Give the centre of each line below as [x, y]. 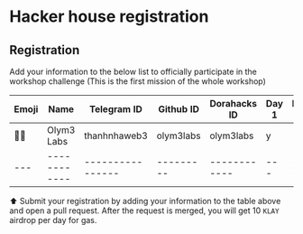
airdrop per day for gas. [53, 220]
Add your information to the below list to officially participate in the [133, 71]
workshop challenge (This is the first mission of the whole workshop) [138, 81]
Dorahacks [234, 103]
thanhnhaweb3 [116, 136]
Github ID [179, 109]
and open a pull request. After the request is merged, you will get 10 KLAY [144, 211]
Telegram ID [116, 109]
